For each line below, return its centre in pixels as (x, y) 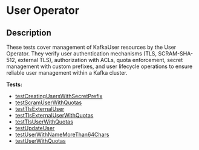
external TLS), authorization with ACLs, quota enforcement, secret (100, 60)
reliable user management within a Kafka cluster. (67, 73)
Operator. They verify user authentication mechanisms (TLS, (82, 54)
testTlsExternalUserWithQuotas (54, 115)
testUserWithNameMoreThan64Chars (62, 134)
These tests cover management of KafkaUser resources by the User (91, 47)
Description (29, 33)
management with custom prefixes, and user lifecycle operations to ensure (99, 66)
